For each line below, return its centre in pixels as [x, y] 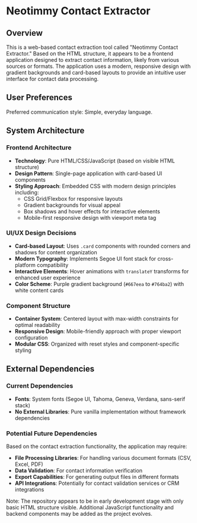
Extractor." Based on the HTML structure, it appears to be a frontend [90, 54]
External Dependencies [50, 369]
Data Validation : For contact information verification [78, 471]
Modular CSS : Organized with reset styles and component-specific [97, 344]
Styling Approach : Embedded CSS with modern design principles [95, 186]
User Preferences [39, 97]
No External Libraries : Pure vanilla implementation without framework [100, 412]
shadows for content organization [56, 252]
